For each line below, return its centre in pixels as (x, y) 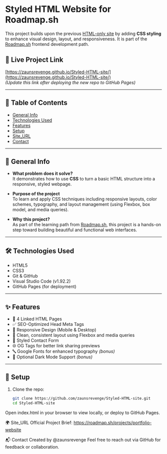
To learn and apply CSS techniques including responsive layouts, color (85, 199)
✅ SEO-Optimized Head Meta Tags (48, 324)
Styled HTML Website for (58, 9)
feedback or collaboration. (32, 447)
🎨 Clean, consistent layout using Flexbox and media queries (74, 335)
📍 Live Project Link (34, 60)
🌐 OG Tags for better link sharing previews (56, 346)
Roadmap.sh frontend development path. (47, 44)
